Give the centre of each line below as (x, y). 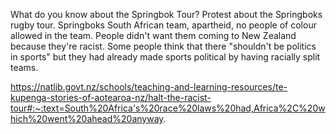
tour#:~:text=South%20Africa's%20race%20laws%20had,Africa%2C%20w (168, 108)
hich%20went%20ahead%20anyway (87, 118)
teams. (24, 67)
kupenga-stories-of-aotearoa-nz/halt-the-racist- (111, 97)
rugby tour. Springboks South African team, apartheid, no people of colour (163, 25)
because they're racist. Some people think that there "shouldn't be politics (163, 46)
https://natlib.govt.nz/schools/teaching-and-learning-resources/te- (149, 87)
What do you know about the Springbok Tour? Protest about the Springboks (166, 14)
